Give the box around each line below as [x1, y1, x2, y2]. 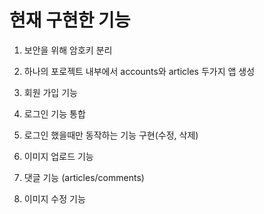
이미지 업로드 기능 [23, 150, 94, 162]
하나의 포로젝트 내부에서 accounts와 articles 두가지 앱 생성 [23, 65, 256, 77]
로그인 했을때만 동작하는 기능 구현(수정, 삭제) [23, 129, 199, 141]
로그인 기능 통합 [23, 107, 86, 120]
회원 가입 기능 [23, 86, 78, 98]
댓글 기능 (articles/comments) [23, 171, 145, 183]
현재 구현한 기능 [9, 9, 131, 32]
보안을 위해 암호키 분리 [23, 44, 113, 56]
